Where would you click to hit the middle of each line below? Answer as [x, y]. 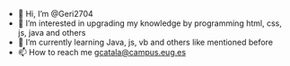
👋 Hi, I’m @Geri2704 [56, 14]
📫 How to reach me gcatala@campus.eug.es [102, 52]
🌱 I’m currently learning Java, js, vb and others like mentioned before [145, 42]
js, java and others [52, 33]
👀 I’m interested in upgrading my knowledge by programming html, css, [150, 23]
